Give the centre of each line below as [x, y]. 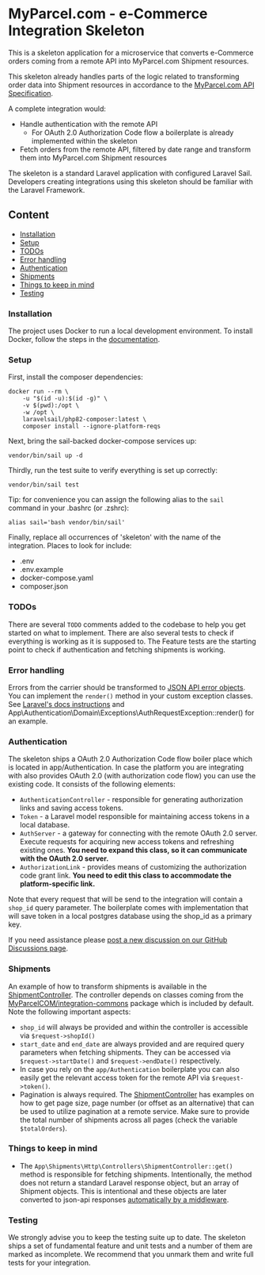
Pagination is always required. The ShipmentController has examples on [137, 1094]
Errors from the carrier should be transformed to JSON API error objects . [127, 687]
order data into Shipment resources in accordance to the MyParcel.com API [131, 85]
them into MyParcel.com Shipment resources [93, 157]
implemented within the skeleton [85, 140]
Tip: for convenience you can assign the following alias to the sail [116, 500]
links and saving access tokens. [72, 808]
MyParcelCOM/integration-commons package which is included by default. [131, 1003]
